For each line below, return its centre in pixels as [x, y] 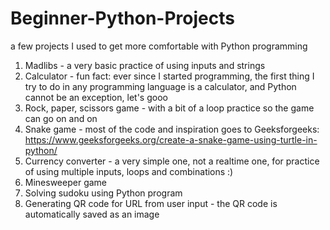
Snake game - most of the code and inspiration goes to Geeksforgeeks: [172, 129]
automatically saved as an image [92, 214]
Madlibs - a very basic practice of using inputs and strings [145, 65]
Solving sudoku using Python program [103, 193]
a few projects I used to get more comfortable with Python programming [159, 46]
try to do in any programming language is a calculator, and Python [160, 86]
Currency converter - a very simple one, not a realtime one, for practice [172, 161]
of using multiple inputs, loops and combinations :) [129, 171]
